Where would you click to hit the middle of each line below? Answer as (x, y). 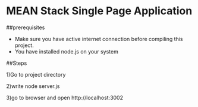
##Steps (17, 63)
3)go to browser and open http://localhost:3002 (65, 97)
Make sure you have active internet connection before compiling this (99, 39)
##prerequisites (26, 27)
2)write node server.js (33, 86)
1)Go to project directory (36, 74)
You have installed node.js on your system (67, 51)
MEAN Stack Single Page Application (99, 11)
